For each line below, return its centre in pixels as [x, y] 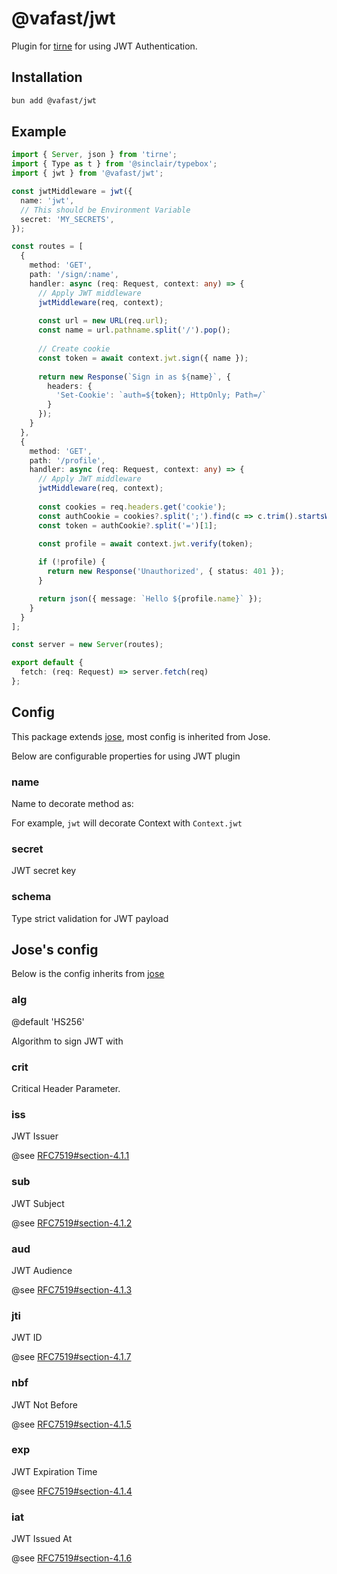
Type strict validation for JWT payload [90, 918]
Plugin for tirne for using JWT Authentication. [104, 46]
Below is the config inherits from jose [88, 974]
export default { [47, 663]
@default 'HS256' [48, 1021]
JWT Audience [42, 1270]
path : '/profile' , [67, 460]
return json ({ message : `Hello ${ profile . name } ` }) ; [150, 598]
